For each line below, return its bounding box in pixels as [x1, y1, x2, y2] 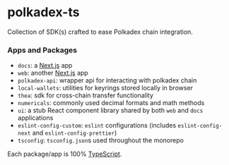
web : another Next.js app [17, 68, 88, 78]
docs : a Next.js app [17, 61, 73, 70]
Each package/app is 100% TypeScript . [7, 149, 122, 159]
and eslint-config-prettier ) [32, 128, 117, 137]
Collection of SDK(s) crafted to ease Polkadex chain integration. [7, 28, 193, 36]
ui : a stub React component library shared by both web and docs [17, 106, 204, 115]
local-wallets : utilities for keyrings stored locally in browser [17, 84, 193, 92]
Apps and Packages [7, 45, 78, 55]
